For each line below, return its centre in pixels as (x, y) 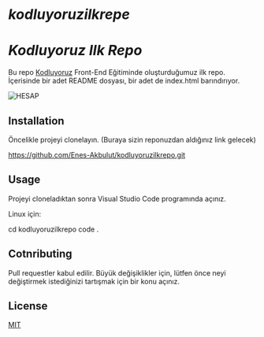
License (28, 306)
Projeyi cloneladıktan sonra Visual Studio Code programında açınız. (117, 198)
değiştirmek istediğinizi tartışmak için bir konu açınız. (94, 281)
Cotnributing (40, 254)
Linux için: (25, 213)
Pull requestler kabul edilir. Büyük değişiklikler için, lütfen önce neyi (117, 272)
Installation (36, 121)
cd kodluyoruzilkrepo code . (54, 229)
